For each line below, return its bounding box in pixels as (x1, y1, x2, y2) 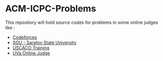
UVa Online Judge (12, 50, 50, 56)
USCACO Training (12, 45, 50, 51)
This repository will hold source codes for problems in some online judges (5, 19, 158, 25)
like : (5, 24, 15, 30)
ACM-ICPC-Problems (5, 3, 96, 14)
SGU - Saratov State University (12, 39, 77, 45)
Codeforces (12, 34, 37, 40)
